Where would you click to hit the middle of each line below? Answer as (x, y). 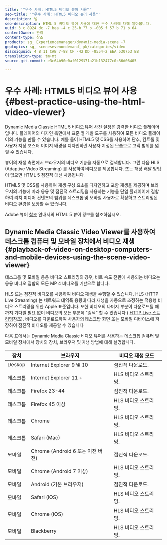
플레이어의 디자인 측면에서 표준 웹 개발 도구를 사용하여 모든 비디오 (83, 133)
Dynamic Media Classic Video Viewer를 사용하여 (80, 232)
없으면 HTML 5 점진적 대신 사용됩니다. (48, 175)
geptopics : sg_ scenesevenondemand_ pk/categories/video (65, 47)
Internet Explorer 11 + (57, 378)
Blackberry (43, 531)
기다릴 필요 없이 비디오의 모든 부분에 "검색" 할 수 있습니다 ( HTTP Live (83, 313)
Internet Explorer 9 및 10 (59, 365)
